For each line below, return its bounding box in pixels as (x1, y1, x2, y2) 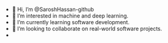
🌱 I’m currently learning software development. (12, 19, 130, 25)
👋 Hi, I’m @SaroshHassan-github (12, 6, 94, 13)
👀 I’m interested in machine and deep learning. (12, 12, 129, 19)
